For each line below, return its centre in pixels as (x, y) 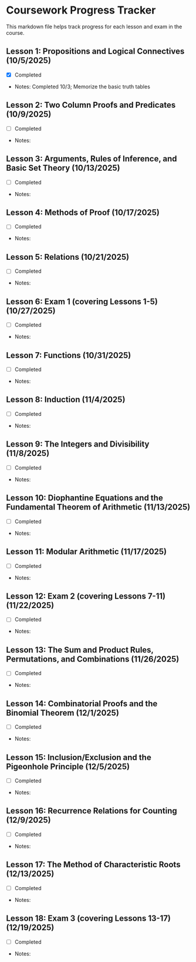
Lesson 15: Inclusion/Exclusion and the (79, 757)
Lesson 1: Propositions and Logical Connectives (95, 52)
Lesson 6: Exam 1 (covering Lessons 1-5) (82, 301)
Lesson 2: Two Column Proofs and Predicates (91, 105)
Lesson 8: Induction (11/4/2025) (66, 400)
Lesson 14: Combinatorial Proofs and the (82, 704)
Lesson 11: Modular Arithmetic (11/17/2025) (87, 552)
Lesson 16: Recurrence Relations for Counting (92, 811)
